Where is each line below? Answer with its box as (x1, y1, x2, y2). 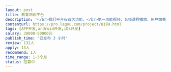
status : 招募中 (5, 59, 35, 64)
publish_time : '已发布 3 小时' (5, 36, 68, 41)
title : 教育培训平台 (5, 12, 44, 17)
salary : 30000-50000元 (5, 31, 52, 36)
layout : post (5, 7, 33, 13)
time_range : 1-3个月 (5, 54, 47, 60)
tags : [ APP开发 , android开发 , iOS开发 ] (5, 26, 81, 31)
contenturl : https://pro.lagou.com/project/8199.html (5, 21, 122, 27)
